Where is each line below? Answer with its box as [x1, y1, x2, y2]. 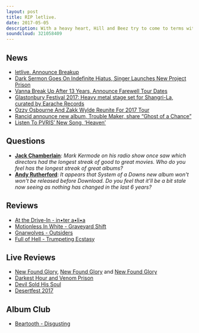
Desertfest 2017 [14, 287, 54, 294]
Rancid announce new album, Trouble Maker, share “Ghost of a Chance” [14, 112, 192, 119]
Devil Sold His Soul [14, 281, 61, 288]
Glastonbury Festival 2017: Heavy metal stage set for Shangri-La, [14, 93, 174, 101]
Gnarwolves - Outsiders [14, 229, 73, 236]
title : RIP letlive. [6, 14, 57, 20]
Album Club [6, 304, 51, 315]
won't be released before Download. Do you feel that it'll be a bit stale [14, 177, 187, 184]
